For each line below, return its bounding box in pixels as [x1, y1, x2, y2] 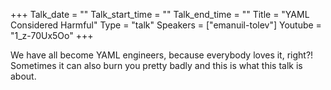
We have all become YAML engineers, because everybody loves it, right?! [10, 49, 314, 61]
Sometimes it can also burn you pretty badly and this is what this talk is [10, 60, 303, 71]
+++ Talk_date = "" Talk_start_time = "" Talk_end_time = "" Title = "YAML [10, 9, 310, 20]
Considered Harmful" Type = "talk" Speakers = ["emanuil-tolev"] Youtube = [10, 19, 322, 31]
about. [10, 70, 37, 82]
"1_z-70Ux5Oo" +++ [10, 30, 94, 41]
